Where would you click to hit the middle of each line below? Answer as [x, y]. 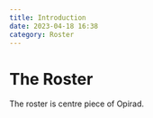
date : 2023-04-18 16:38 [54, 26]
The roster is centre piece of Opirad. [77, 104]
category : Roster [42, 34]
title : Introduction [48, 18]
